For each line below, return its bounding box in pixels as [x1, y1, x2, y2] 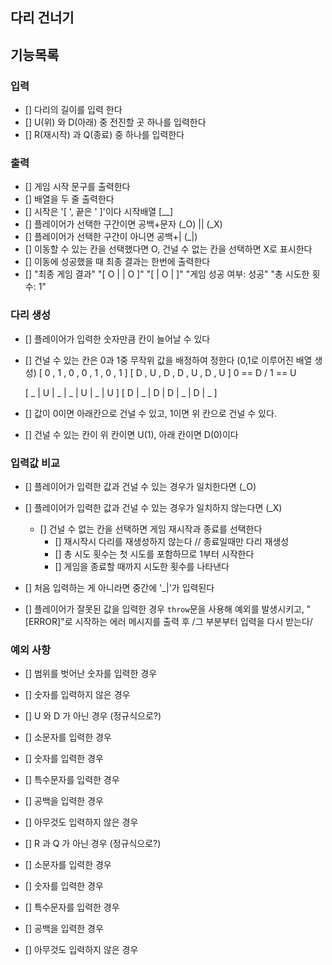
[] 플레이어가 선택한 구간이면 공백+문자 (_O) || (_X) [24, 218, 223, 230]
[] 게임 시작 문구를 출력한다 [24, 181, 131, 193]
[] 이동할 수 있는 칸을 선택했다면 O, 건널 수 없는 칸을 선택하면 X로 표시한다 [24, 243, 313, 255]
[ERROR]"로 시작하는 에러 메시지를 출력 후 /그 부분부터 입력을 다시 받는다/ [24, 615, 313, 627]
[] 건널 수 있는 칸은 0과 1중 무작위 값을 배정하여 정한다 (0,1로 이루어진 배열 [24, 354, 313, 366]
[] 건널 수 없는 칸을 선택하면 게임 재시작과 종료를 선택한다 [39, 523, 263, 535]
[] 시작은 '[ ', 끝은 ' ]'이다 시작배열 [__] [24, 206, 174, 218]
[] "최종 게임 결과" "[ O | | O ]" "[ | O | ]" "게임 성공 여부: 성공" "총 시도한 [24, 268, 310, 280]
